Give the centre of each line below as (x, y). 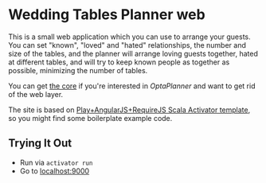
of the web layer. (36, 94)
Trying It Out (40, 144)
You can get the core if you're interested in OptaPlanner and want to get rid (132, 86)
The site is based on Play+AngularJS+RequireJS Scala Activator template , (129, 110)
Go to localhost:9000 (55, 171)
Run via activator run (56, 162)
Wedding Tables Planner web (107, 15)
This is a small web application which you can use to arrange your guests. (129, 37)
